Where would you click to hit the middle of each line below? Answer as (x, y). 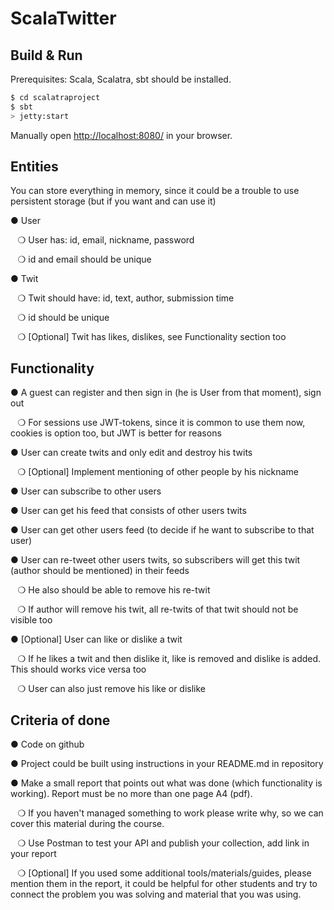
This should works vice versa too (78, 669)
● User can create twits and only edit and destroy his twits (131, 453)
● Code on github (47, 744)
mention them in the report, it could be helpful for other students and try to (164, 884)
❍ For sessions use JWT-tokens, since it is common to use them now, (161, 423)
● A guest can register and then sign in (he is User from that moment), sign (166, 393)
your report (33, 854)
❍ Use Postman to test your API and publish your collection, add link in (163, 843)
